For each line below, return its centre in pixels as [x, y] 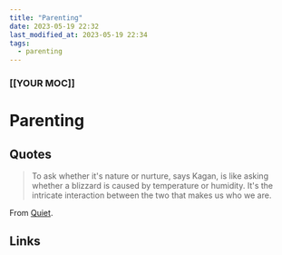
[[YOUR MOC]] [42, 83]
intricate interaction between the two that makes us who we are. [151, 195]
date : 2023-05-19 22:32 [54, 26]
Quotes [31, 154]
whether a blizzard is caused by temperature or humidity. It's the [152, 186]
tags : [19, 43]
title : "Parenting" [46, 18]
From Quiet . [31, 213]
